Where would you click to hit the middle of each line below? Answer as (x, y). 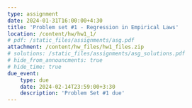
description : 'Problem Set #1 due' (73, 93)
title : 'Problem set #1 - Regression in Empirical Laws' (93, 27)
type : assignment (33, 14)
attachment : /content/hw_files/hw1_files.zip (75, 47)
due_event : (23, 73)
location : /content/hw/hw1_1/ (52, 34)
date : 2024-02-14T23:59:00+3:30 (68, 87)
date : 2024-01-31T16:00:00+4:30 (55, 21)
